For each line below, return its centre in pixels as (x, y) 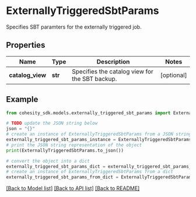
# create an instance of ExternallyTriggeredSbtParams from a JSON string (99, 134)
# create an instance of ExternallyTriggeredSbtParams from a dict (90, 172)
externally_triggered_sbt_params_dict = (56, 166)
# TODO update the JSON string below (52, 124)
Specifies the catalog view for (113, 71)
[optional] (174, 75)
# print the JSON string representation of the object (74, 145)
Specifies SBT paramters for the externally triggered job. (74, 27)
